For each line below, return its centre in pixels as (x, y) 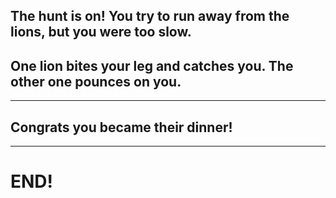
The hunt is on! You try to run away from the (150, 16)
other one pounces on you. (96, 81)
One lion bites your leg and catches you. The (152, 65)
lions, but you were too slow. (101, 32)
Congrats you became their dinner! (121, 127)
